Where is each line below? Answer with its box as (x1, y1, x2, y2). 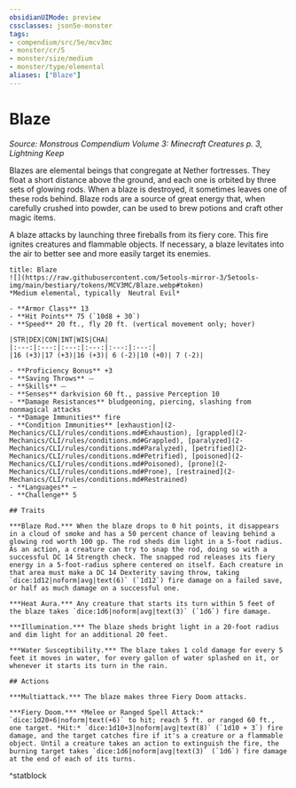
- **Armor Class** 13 (9, 303, 90, 313)
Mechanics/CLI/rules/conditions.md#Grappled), (9, 436, 184, 445)
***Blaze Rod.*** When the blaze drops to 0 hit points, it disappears (9, 521, 279, 531)
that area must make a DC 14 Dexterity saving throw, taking (9, 568, 240, 577)
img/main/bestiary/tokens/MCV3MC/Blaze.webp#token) (9, 280, 204, 289)
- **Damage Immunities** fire (9, 413, 121, 422)
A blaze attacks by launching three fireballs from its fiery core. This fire (9, 229, 269, 240)
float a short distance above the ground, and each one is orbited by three (9, 174, 277, 185)
